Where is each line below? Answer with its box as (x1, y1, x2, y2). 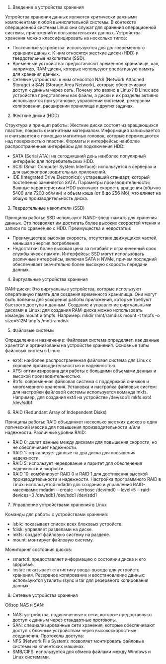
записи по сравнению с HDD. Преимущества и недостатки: (5, 225, 132, 231)
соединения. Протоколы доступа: (12, 633, 84, 639)
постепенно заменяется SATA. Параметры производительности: (12, 179, 150, 185)
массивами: (12, 487, 38, 493)
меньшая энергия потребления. (12, 240, 81, 246)
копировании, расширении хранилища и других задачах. (12, 103, 134, 109)
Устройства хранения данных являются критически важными (5, 14, 137, 19)
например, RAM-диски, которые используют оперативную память (12, 66, 154, 72)
